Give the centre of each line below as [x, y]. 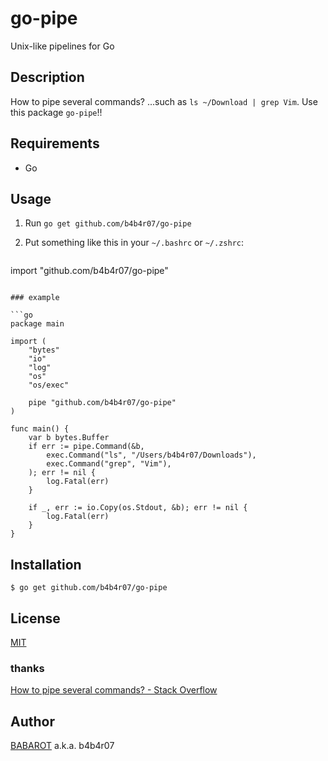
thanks [27, 668]
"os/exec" [49, 385]
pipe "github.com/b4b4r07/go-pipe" [102, 403]
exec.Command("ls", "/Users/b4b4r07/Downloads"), [151, 455]
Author [32, 721]
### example [35, 298]
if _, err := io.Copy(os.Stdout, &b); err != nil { [138, 508]
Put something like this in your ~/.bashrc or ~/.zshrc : [134, 243]
